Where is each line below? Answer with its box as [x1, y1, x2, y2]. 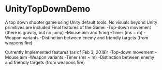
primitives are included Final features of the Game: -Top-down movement [5, 24, 151, 30]
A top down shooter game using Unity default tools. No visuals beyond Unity [5, 19, 158, 25]
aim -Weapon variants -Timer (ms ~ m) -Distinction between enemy [19, 54, 155, 60]
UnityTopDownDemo [5, 3, 90, 14]
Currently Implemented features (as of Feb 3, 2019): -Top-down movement [5, 49, 154, 55]
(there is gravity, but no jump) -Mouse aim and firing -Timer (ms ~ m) [5, 29, 143, 35]
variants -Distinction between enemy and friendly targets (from [22, 35, 148, 41]
